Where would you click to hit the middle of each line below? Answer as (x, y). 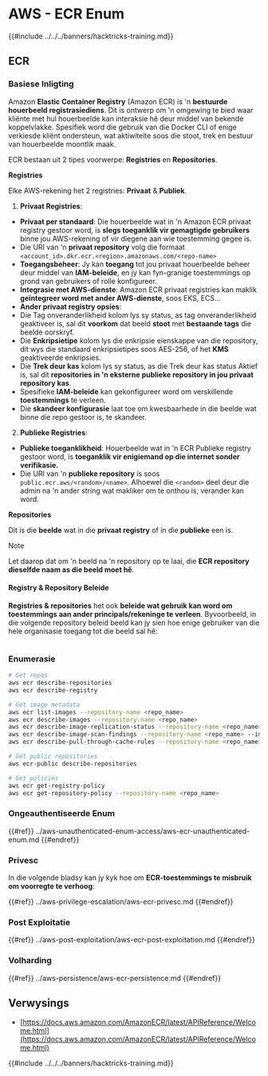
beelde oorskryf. (47, 332)
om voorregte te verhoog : (51, 886)
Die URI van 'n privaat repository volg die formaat (102, 247)
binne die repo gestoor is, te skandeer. (83, 417)
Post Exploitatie (39, 922)
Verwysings (39, 1003)
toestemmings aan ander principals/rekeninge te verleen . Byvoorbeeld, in (132, 614)
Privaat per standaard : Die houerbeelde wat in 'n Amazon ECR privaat (135, 222)
